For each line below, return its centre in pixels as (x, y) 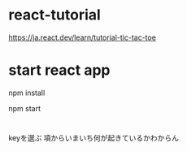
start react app (60, 70)
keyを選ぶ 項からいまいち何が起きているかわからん (94, 138)
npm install (27, 93)
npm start (25, 108)
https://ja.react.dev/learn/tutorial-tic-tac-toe (83, 37)
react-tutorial (55, 15)
